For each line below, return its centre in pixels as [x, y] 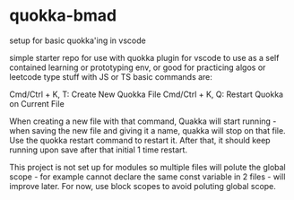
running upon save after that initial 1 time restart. [99, 150]
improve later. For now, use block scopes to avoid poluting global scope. [143, 186]
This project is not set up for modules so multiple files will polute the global [148, 167]
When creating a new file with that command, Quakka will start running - [143, 121]
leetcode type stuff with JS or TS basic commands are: [111, 76]
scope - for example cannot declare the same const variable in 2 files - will [147, 177]
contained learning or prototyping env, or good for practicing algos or [138, 67]
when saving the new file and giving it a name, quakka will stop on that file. [147, 130]
